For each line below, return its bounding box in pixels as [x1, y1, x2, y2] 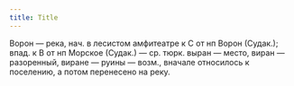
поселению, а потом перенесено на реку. [9, 66, 171, 77]
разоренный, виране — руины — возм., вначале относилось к [9, 56, 250, 67]
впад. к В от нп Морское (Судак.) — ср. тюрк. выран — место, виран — [9, 47, 286, 58]
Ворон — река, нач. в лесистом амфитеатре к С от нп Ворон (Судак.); [9, 38, 279, 48]
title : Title [9, 13, 59, 22]
